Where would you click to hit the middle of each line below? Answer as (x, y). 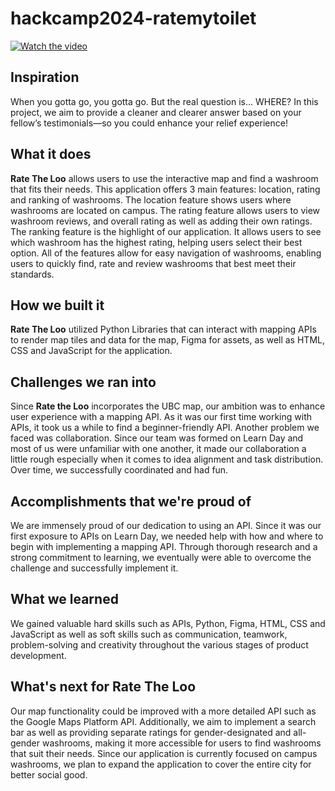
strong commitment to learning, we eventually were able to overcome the (161, 557)
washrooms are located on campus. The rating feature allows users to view (165, 210)
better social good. (49, 774)
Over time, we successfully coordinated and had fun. (119, 470)
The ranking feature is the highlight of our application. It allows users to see (166, 231)
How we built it (57, 305)
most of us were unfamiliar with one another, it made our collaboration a (158, 449)
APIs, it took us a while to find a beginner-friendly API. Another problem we (165, 428)
